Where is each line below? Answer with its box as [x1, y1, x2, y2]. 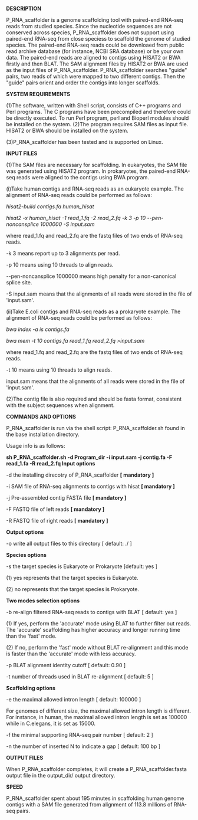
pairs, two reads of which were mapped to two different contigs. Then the [6, 73, 186, 80]
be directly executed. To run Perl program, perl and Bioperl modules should [6, 114, 189, 122]
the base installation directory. [6, 431, 80, 438]
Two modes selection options [6, 597, 80, 604]
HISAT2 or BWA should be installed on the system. [6, 127, 128, 134]
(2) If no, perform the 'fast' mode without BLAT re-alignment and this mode [6, 644, 189, 651]
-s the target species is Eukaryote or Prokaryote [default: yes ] [6, 563, 158, 570]
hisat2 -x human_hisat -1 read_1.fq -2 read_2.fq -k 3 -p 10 [6, 215, 146, 221]
